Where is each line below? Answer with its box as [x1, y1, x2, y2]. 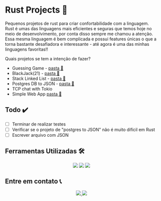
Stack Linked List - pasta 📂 [12, 75, 66, 81]
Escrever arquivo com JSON [12, 132, 69, 138]
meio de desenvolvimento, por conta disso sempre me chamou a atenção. [5, 31, 153, 37]
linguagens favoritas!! [5, 46, 48, 52]
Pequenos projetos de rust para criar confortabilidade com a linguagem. [5, 20, 149, 26]
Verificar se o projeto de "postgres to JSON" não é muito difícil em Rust [12, 127, 155, 132]
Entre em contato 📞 [5, 177, 62, 185]
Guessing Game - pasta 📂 [12, 65, 64, 71]
